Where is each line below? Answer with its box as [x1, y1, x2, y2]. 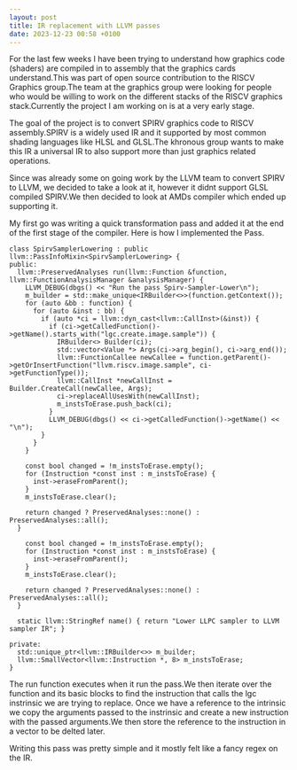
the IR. [9, 752, 33, 763]
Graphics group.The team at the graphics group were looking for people [9, 82, 272, 93]
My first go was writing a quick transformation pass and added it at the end [9, 218, 285, 229]
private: [9, 640, 42, 649]
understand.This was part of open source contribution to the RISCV [9, 73, 255, 83]
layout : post [9, 12, 58, 22]
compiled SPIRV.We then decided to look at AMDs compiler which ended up [9, 191, 286, 202]
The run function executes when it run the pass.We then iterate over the [9, 679, 272, 689]
